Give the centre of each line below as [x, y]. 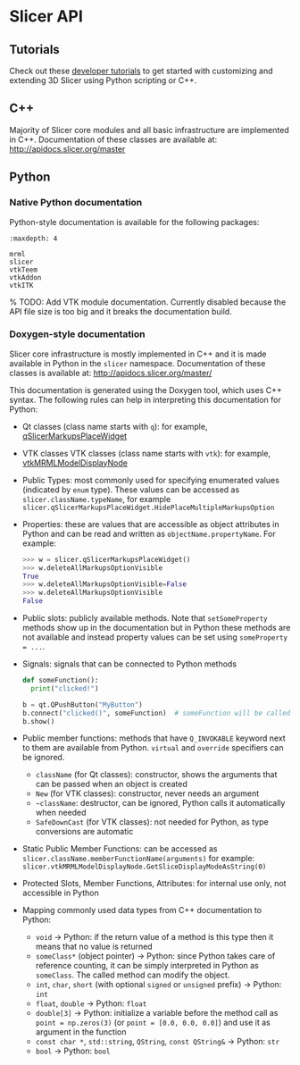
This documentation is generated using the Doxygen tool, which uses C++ [146, 390]
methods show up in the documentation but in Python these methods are [156, 628]
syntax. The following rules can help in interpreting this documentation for [145, 399]
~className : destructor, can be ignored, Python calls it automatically [160, 803]
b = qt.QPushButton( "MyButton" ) [82, 704]
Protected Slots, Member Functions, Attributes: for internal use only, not [154, 884]
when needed [61, 813]
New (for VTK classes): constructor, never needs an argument [147, 793]
